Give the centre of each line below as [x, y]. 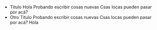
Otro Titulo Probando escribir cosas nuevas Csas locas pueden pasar [81, 17]
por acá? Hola [24, 22]
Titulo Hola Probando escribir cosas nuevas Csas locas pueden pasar [81, 7]
